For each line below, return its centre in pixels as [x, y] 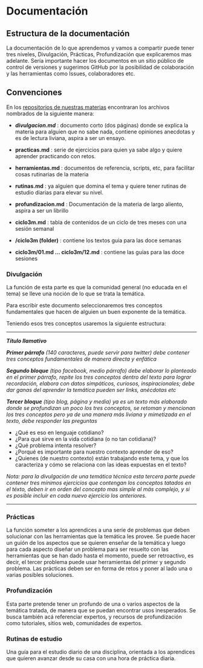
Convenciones [34, 93]
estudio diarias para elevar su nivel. [59, 192]
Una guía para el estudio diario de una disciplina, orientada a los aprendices [101, 652]
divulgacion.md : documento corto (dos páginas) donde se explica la [101, 125]
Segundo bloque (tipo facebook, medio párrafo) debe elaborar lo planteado [101, 371]
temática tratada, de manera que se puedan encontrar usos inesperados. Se [101, 610]
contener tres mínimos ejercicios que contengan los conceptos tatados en [99, 483]
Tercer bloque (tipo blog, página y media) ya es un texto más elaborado [97, 402]
